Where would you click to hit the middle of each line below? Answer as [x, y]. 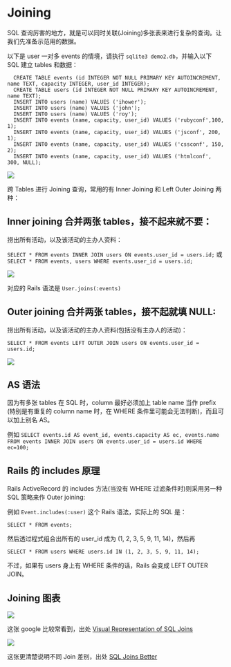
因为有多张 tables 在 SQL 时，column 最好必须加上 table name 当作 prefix [112, 403]
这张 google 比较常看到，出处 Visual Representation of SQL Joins [100, 629]
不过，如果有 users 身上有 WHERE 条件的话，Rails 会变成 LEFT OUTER [108, 565]
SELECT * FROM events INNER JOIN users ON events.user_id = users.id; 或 [115, 254]
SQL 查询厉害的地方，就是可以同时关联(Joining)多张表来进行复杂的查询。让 [115, 32]
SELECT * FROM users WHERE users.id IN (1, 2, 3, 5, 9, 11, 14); [103, 552]
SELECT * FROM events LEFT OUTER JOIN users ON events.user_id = [103, 343]
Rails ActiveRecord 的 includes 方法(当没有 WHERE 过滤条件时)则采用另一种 [115, 489]
